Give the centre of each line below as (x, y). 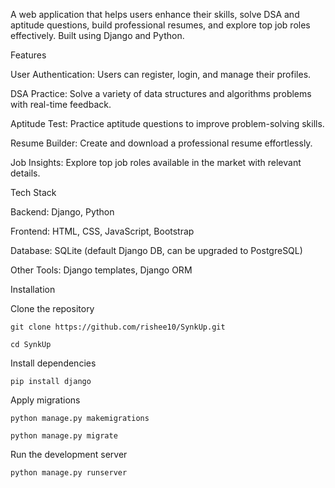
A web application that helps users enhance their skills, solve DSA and (155, 14)
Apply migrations (45, 400)
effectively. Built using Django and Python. (97, 35)
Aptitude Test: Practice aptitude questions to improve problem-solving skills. (167, 123)
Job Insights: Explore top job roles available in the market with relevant (156, 162)
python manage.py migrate (64, 436)
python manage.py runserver (69, 473)
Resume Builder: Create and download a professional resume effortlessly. (161, 143)
